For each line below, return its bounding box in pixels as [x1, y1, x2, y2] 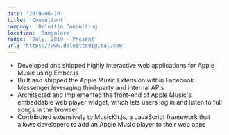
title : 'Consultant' [7, 17, 67, 24]
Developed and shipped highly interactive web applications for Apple [17, 62, 215, 69]
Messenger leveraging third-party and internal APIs [17, 84, 164, 91]
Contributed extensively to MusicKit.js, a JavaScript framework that [17, 113, 210, 121]
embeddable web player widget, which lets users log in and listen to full [17, 98, 222, 106]
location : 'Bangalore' [7, 29, 73, 37]
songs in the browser [17, 105, 78, 114]
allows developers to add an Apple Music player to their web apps [17, 120, 206, 128]
